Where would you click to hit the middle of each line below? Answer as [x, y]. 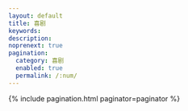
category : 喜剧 [40, 61]
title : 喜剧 [27, 23]
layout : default [36, 16]
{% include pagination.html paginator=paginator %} [94, 98]
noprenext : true [36, 46]
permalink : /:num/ [47, 76]
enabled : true [39, 68]
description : [30, 38]
